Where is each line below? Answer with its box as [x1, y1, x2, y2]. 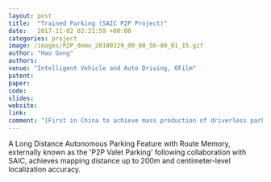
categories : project [8, 34, 78, 43]
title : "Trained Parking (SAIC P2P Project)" [8, 19, 168, 27]
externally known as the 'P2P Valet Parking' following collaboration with [8, 147, 247, 157]
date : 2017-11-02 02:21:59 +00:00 [8, 27, 131, 35]
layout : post [8, 11, 52, 20]
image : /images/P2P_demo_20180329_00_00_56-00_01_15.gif [8, 42, 204, 50]
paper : [8, 79, 31, 87]
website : [8, 101, 38, 110]
